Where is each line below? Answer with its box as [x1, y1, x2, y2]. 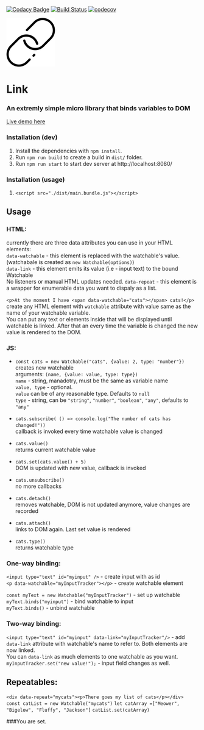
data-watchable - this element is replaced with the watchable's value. [6, 252, 180, 259]
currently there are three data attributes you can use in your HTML [6, 238, 174, 246]
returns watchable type [15, 544, 74, 551]
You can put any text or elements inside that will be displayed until [6, 315, 172, 323]
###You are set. [6, 718, 47, 725]
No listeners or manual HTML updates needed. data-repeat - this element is [6, 277, 197, 285]
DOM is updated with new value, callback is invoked [15, 464, 146, 472]
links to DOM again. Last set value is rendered [15, 526, 131, 533]
